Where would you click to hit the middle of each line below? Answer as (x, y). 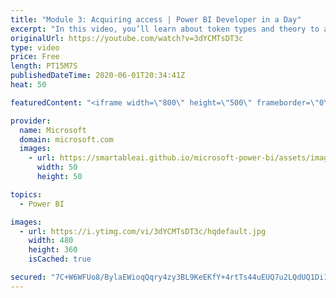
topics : (26, 194)
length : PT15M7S (44, 66)
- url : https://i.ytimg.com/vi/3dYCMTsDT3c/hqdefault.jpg (143, 231)
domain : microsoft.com (66, 139)
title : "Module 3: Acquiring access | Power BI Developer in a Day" (156, 19)
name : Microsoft (53, 130)
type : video (35, 47)
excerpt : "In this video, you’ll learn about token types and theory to (165, 29)
